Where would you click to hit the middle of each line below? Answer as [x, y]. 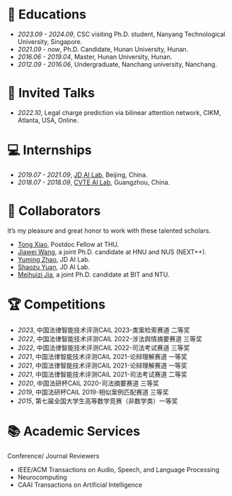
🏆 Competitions [57, 304]
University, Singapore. [50, 41]
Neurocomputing [42, 477]
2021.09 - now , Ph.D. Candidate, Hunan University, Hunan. [103, 49]
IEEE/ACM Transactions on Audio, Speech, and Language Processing [118, 469]
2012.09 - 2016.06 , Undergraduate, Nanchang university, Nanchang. [117, 64]
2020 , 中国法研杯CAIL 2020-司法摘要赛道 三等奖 [88, 383]
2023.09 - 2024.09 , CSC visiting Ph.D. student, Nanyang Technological [121, 34]
